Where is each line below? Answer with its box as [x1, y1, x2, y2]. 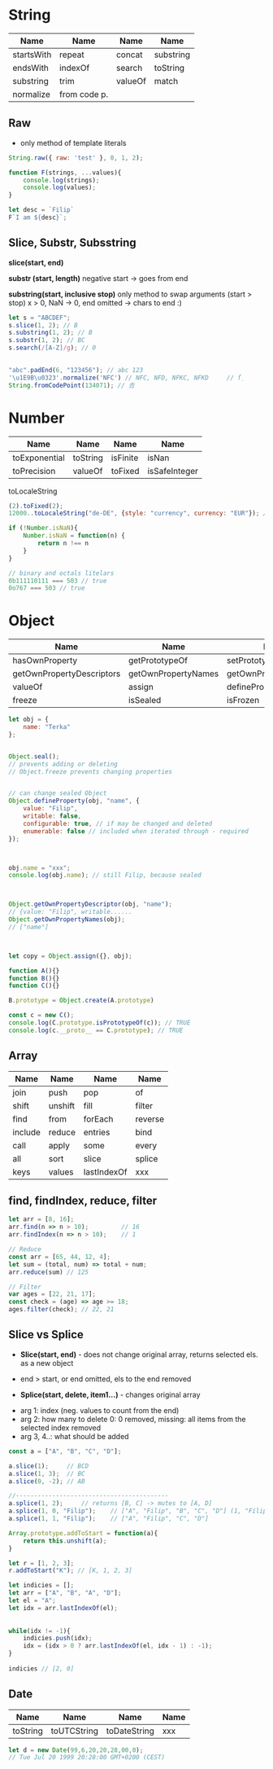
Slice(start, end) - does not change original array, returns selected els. [19, 1350, 258, 1359]
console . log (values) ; [23, 183, 96, 192]
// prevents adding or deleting [8, 760, 118, 768]
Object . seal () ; [8, 752, 60, 761]
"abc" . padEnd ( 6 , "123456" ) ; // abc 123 [8, 366, 144, 374]
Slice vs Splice [8, 1328, 84, 1341]
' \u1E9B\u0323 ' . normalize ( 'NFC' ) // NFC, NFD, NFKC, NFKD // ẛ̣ [8, 373, 245, 382]
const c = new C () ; [8, 1012, 75, 1020]
